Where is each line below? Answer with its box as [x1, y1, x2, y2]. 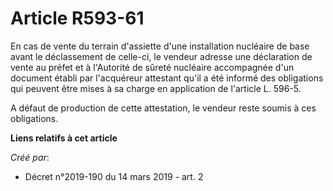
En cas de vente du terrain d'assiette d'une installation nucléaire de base [10, 40, 310, 52]
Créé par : [10, 151, 50, 163]
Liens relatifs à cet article [10, 132, 118, 144]
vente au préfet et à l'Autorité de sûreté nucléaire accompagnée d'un [10, 61, 295, 73]
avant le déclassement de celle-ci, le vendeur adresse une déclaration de [10, 50, 313, 62]
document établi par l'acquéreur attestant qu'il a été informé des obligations [10, 72, 324, 84]
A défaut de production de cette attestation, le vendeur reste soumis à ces [10, 102, 317, 114]
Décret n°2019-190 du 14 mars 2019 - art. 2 [24, 170, 204, 182]
